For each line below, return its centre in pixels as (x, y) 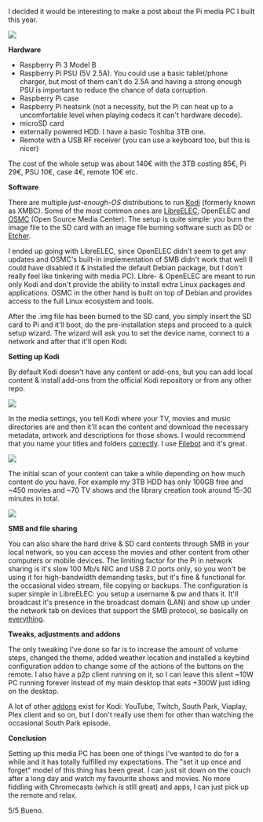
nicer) (29, 148)
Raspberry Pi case (49, 98)
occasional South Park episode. (60, 723)
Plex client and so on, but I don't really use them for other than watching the (131, 715)
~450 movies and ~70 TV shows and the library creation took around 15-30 (130, 490)
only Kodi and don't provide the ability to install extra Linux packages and (127, 284)
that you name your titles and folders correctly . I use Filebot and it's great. (128, 444)
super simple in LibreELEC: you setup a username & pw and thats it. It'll (123, 594)
